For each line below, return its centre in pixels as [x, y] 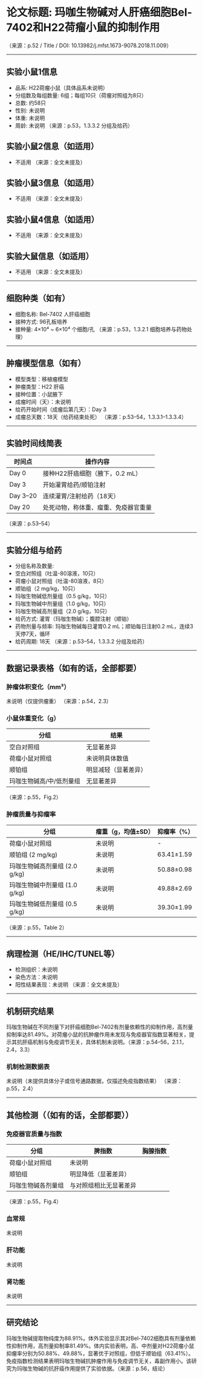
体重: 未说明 [30, 118]
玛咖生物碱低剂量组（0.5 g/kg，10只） [63, 596]
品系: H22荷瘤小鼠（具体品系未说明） [62, 88]
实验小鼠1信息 [32, 72]
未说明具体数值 [107, 758]
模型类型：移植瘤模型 [41, 379]
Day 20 [20, 507]
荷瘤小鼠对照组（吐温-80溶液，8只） [61, 581]
